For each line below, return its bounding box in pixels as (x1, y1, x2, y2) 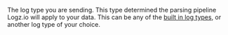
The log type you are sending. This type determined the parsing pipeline (7, 6, 217, 14)
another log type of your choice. (7, 21, 100, 28)
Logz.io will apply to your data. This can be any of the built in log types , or (7, 13, 222, 21)
